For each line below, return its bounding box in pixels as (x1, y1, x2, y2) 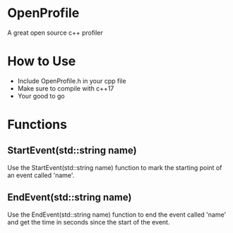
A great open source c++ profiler (7, 28, 104, 37)
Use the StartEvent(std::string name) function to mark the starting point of (7, 163, 222, 171)
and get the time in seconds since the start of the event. (7, 217, 170, 226)
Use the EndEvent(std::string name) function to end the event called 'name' (7, 210, 227, 219)
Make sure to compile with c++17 (17, 84, 114, 93)
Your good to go (17, 91, 65, 100)
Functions (7, 117, 67, 132)
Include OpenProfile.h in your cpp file (17, 76, 126, 85)
